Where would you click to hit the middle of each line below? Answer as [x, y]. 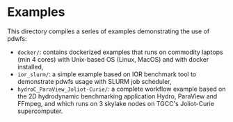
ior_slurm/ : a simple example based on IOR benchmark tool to [107, 74]
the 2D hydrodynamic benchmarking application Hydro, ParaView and [117, 96]
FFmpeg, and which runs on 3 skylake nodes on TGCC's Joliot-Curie [115, 103]
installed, [30, 67]
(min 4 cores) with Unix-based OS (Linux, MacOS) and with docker [113, 59]
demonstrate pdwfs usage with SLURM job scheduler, [94, 81]
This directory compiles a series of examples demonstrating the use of [109, 31]
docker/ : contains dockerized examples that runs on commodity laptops [120, 52]
